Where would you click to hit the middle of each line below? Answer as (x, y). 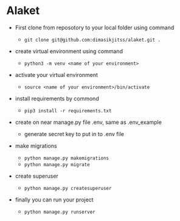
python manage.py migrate (57, 165)
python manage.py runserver (60, 212)
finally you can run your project (54, 200)
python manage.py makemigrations (67, 158)
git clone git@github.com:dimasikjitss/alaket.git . (92, 40)
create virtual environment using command (69, 51)
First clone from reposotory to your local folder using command (95, 27)
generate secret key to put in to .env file (74, 134)
